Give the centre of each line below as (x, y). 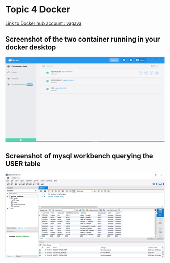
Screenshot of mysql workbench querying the (79, 156)
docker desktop (31, 47)
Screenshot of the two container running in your (83, 39)
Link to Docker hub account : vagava (44, 23)
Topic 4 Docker (38, 9)
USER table (23, 164)
